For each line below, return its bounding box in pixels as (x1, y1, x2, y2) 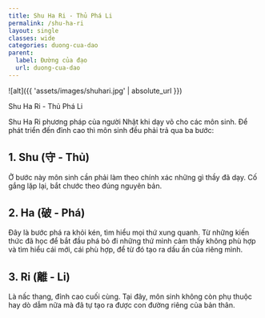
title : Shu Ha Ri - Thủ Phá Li (8, 11, 113, 20)
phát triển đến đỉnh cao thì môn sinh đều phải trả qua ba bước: (8, 125, 215, 135)
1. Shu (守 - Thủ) (8, 151, 90, 164)
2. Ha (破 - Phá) (8, 206, 86, 219)
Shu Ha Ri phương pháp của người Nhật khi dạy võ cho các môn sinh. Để (8, 117, 248, 127)
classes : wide (8, 34, 56, 42)
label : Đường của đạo (15, 57, 88, 65)
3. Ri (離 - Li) (8, 270, 70, 284)
